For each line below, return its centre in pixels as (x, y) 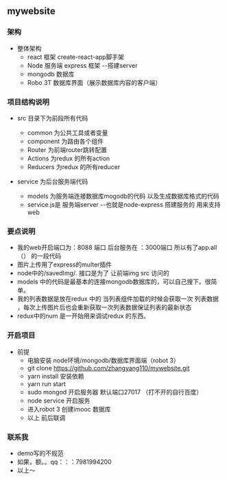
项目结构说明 (28, 102)
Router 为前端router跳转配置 (67, 149)
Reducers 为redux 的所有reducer (74, 166)
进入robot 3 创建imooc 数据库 (69, 409)
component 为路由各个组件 (65, 141)
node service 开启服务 (59, 401)
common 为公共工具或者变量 (68, 132)
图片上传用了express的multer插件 (64, 265)
